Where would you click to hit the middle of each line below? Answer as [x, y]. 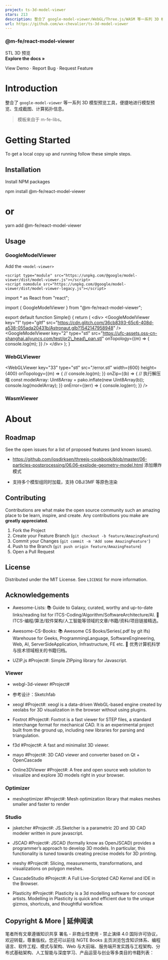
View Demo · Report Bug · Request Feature [49, 68]
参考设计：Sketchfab [34, 694]
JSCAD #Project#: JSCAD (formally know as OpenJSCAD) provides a [83, 843]
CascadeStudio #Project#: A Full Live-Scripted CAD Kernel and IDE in [84, 878]
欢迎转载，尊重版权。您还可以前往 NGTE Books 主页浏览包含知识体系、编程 [83, 940]
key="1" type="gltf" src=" [31, 322]
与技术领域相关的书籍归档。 [41, 650]
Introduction [31, 88]
